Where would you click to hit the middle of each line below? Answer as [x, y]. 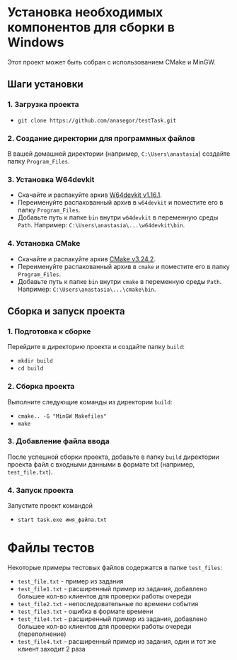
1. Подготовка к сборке [49, 331]
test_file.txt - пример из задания [70, 581]
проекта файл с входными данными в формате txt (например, [101, 464]
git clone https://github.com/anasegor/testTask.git [97, 120]
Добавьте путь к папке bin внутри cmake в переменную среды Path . [120, 281]
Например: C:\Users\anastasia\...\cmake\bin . [87, 289]
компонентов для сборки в [91, 27]
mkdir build [35, 361]
